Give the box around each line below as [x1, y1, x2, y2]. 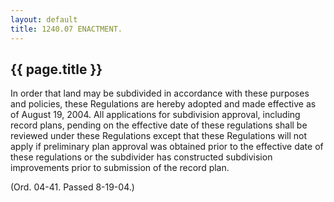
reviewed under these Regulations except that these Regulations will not [10, 130, 308, 142]
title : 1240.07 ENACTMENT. [10, 24, 123, 34]
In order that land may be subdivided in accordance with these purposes [10, 87, 310, 100]
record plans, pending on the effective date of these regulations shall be [10, 119, 308, 131]
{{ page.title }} [10, 61, 103, 78]
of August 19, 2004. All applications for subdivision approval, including [10, 109, 301, 121]
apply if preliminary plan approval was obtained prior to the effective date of [10, 141, 324, 153]
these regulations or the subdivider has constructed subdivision [10, 151, 273, 163]
